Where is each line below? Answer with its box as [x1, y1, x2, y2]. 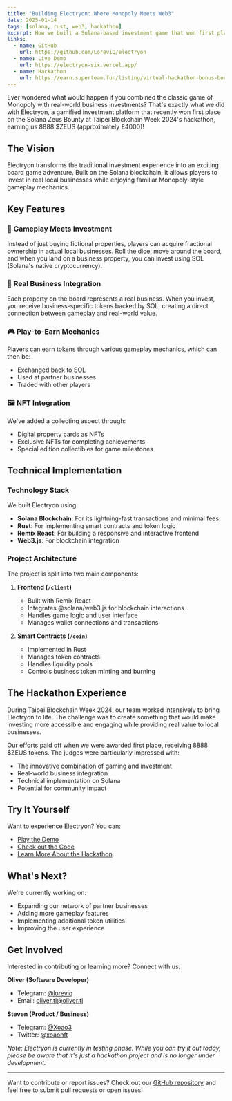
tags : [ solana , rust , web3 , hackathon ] [7, 23, 122, 30]
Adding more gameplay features [17, 910, 109, 918]
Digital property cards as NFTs [17, 430, 105, 438]
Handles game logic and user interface [27, 611, 138, 619]
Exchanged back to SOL [17, 366, 86, 374]
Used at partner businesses [17, 373, 97, 382]
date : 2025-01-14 [7, 17, 57, 23]
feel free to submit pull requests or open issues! [7, 1086, 144, 1094]
